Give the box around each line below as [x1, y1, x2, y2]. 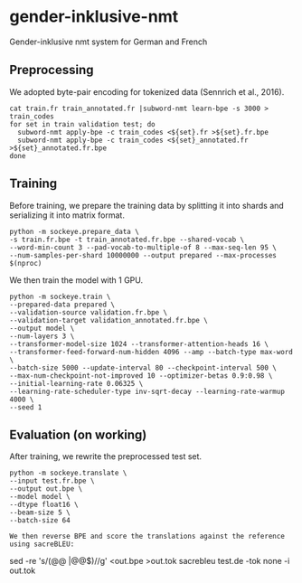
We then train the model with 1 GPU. [9, 274, 144, 286]
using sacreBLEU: [9, 540, 75, 549]
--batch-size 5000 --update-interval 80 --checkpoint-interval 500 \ [9, 363, 278, 372]
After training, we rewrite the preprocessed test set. [9, 451, 202, 462]
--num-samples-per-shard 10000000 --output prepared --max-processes [9, 250, 278, 259]
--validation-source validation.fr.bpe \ [9, 307, 168, 317]
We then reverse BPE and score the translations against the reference [9, 531, 285, 541]
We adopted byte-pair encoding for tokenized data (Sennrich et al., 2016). [9, 86, 285, 97]
